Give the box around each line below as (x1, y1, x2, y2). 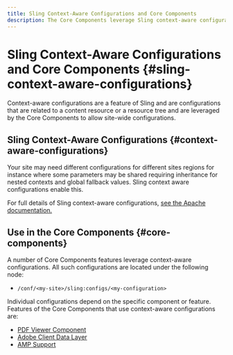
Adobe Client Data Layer (17, 333, 88, 341)
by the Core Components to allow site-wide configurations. (7, 114, 176, 122)
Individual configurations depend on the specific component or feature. (7, 297, 212, 306)
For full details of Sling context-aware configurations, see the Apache (7, 199, 206, 207)
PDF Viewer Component (17, 326, 87, 334)
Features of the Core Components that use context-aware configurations (7, 305, 216, 313)
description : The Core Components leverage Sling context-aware (7, 17, 197, 24)
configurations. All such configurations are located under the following (7, 263, 209, 272)
